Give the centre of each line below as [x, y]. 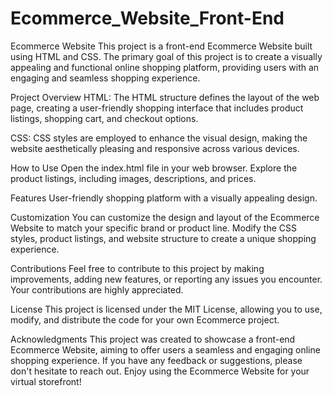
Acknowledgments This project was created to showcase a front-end [153, 339]
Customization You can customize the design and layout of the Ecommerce [165, 217]
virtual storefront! [46, 381]
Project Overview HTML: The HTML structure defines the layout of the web [165, 97]
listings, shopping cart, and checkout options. [104, 118]
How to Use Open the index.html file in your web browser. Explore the [154, 168]
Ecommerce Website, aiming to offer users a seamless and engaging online [165, 349]
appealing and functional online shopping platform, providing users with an [165, 67]
